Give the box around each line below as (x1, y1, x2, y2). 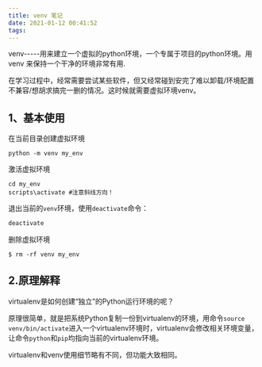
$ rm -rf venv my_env (8, 250, 80, 258)
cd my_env (8, 180, 41, 189)
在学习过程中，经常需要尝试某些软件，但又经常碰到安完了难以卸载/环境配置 (8, 76, 255, 86)
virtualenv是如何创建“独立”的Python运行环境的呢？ (8, 296, 175, 306)
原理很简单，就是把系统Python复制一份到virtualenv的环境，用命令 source (8, 313, 245, 323)
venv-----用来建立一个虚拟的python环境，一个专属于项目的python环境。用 (8, 49, 252, 59)
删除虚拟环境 (8, 235, 50, 244)
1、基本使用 (8, 111, 66, 124)
